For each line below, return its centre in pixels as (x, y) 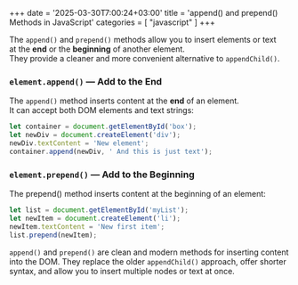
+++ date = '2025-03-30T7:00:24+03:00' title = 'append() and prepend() (144, 13)
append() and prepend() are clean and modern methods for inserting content (149, 252)
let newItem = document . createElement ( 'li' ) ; (95, 218)
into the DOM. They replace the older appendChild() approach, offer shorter (148, 261)
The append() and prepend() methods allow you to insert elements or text (143, 40)
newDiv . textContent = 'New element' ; (79, 143)
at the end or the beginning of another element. (97, 49)
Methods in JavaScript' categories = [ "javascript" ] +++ (112, 22)
